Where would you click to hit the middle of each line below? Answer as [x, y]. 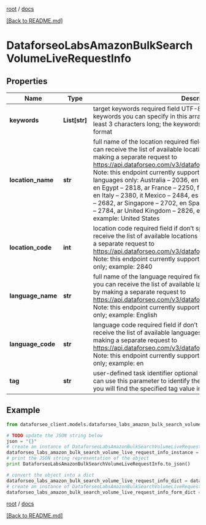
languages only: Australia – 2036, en [146, 180]
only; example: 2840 [123, 266]
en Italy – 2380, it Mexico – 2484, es [146, 195]
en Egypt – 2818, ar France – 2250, [144, 188]
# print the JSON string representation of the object [78, 458]
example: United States [126, 218]
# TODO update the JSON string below [55, 435]
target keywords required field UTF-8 [147, 109]
